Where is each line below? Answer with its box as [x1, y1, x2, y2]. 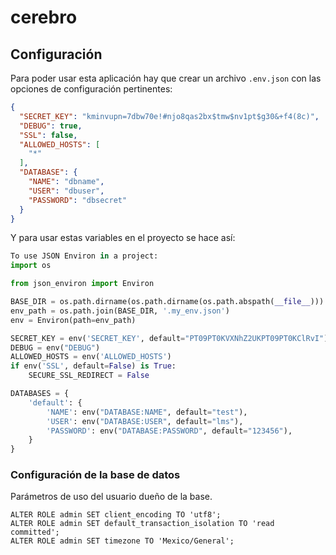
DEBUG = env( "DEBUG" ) [10, 342, 101, 353]
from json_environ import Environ [10, 279, 155, 289]
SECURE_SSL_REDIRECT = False [28, 371, 150, 381]
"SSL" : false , [19, 130, 78, 140]
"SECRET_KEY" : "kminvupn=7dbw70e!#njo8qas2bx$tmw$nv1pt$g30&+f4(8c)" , [19, 111, 320, 121]
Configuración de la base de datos [10, 468, 181, 482]
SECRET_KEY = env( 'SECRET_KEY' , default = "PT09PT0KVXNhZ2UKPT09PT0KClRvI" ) [10, 333, 329, 343]
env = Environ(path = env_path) [10, 315, 137, 325]
